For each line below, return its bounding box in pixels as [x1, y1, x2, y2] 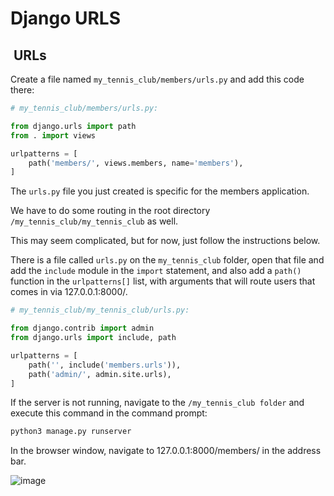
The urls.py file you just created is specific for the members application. [10, 185, 310, 197]
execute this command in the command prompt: [10, 407, 208, 419]
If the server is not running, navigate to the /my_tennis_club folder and [10, 397, 305, 409]
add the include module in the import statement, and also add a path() [10, 265, 302, 277]
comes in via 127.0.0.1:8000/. [10, 286, 128, 298]
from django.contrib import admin [10, 323, 155, 334]
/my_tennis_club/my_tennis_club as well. [10, 215, 179, 227]
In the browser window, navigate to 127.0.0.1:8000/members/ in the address [10, 445, 322, 457]
